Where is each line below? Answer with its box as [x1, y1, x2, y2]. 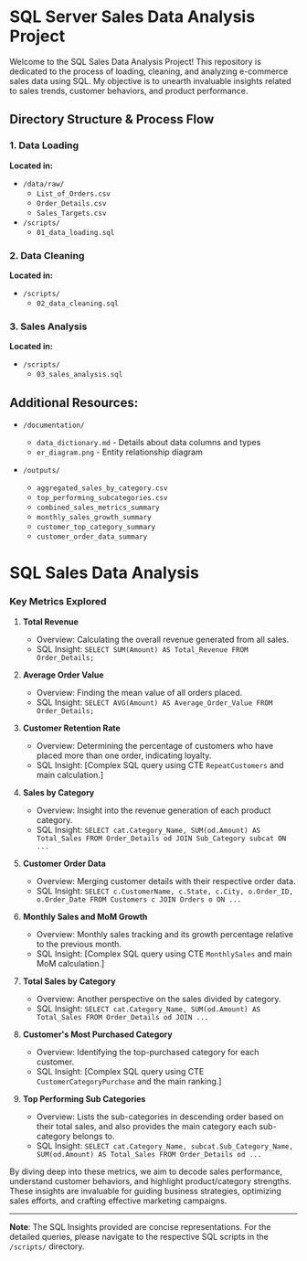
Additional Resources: [9, 395, 139, 411]
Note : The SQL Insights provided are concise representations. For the [9, 1221, 271, 1232]
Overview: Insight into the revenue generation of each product [36, 805, 271, 816]
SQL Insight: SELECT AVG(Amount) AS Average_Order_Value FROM [36, 697, 273, 708]
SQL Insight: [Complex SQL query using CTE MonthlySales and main [36, 948, 292, 959]
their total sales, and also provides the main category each [36, 1120, 258, 1131]
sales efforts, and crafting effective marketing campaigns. [9, 1195, 228, 1206]
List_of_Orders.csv [36, 189, 111, 198]
